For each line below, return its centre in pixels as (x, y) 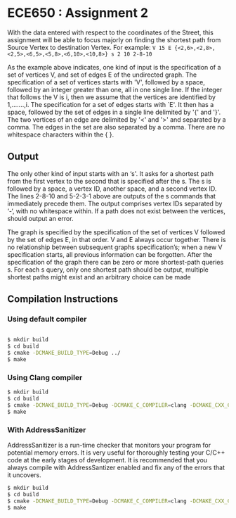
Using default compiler (47, 320)
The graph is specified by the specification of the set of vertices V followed (116, 232)
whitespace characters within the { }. (61, 134)
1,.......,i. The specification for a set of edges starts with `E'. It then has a (111, 104)
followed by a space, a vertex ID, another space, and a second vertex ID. (112, 189)
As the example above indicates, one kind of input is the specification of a (114, 67)
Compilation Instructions (63, 299)
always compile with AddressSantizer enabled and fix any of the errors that (116, 468)
